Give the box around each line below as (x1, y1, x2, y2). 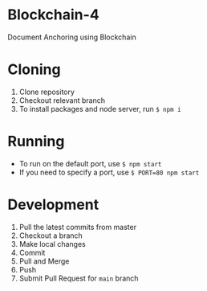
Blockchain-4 (7, 6, 99, 24)
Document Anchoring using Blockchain (7, 32, 137, 42)
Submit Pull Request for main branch (18, 273, 139, 283)
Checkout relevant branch (18, 95, 106, 105)
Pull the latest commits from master (18, 222, 137, 232)
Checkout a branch (18, 231, 83, 240)
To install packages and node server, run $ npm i (18, 104, 181, 113)
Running (7, 133, 65, 150)
